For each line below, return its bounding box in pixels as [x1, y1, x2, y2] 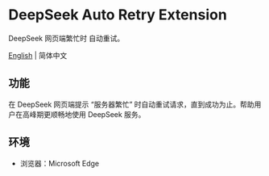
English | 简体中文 [8, 50, 68, 60]
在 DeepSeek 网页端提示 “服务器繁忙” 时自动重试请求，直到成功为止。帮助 [8, 99, 255, 109]
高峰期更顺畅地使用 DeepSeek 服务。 [22, 109, 146, 119]
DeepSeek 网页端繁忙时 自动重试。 [8, 33, 125, 43]
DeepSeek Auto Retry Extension [8, 6, 227, 24]
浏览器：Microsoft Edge [19, 158, 100, 168]
